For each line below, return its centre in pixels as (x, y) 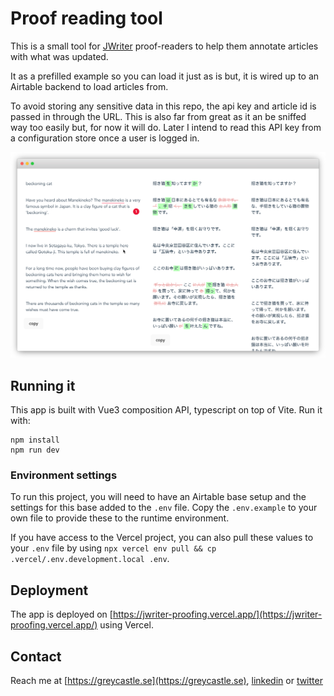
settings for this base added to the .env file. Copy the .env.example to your (164, 508)
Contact (36, 656)
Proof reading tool (86, 18)
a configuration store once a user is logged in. (105, 138)
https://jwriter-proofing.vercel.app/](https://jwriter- (217, 614)
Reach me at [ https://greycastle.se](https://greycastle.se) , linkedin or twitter (166, 680)
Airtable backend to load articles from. (89, 86)
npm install (35, 440)
